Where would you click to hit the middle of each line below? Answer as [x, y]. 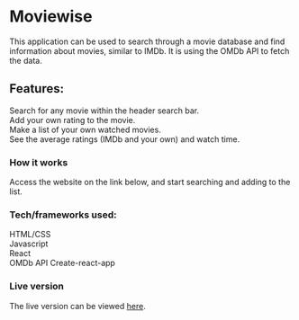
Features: [37, 89]
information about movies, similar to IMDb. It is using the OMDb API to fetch [149, 50]
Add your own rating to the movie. [72, 120]
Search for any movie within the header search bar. [104, 111]
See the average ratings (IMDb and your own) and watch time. [125, 139]
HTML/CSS [30, 235]
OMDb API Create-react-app [62, 263]
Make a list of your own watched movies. [86, 129]
